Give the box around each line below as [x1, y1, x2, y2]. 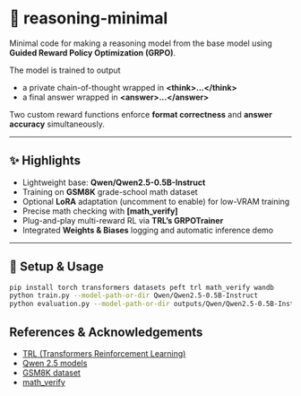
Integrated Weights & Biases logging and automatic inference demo [21, 224, 274, 235]
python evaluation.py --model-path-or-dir [9, 300, 170, 309]
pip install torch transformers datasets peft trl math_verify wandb [9, 283, 275, 292]
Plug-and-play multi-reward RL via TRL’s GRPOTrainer [21, 215, 224, 225]
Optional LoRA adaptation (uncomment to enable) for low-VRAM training [21, 196, 290, 207]
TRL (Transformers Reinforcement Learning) [21, 348, 186, 358]
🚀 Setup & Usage [9, 260, 105, 275]
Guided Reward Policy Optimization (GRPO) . [9, 47, 176, 57]
